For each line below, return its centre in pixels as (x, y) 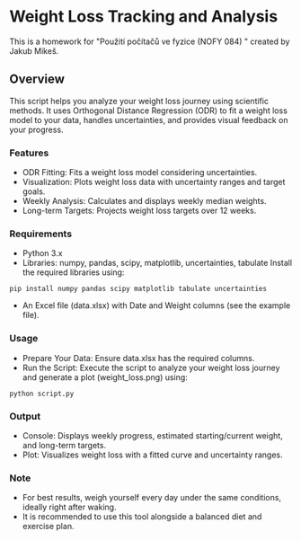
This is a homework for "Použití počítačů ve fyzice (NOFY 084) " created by (150, 41)
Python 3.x (42, 253)
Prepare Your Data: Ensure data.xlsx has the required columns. (138, 358)
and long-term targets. (64, 445)
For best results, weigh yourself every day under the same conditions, (151, 498)
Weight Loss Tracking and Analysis (144, 17)
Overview (37, 80)
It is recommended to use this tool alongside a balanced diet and (142, 517)
